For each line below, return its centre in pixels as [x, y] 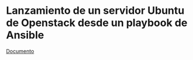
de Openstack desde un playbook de [97, 23]
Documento [20, 51]
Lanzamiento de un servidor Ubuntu [95, 11]
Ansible [25, 35]
